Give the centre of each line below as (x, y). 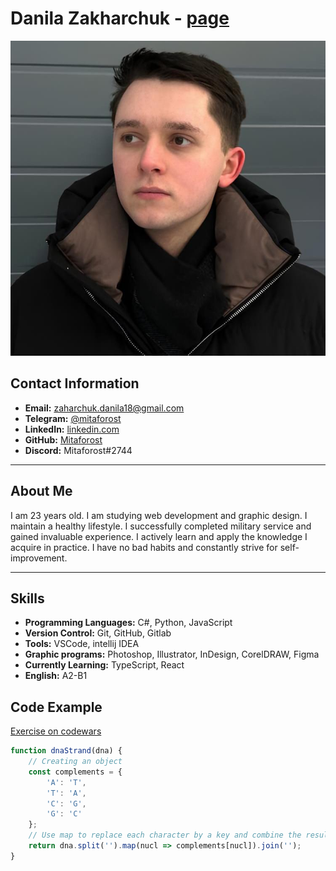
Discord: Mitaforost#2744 (78, 450)
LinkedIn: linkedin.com (72, 429)
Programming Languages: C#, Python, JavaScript (128, 623)
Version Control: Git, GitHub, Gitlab (98, 633)
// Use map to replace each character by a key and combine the (165, 835)
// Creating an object (75, 762)
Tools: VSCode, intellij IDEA (82, 644)
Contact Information (75, 383)
